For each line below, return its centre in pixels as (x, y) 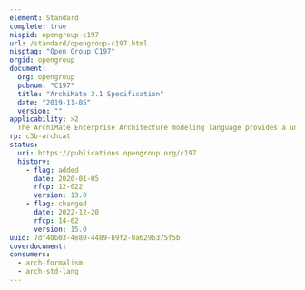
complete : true (38, 26)
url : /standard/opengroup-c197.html (79, 43)
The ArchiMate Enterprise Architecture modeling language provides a (152, 128)
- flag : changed (57, 204)
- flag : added (52, 170)
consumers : (30, 255)
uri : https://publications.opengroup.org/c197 (107, 153)
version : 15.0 (60, 229)
